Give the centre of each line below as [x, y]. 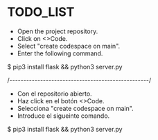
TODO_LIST [41, 12]
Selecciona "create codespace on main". [75, 108]
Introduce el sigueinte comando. [63, 116]
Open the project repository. [58, 31]
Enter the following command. [60, 53]
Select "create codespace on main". [69, 46]
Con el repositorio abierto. [54, 94]
